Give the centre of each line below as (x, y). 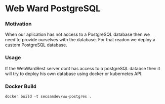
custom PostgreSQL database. (36, 45)
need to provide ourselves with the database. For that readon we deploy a (80, 40)
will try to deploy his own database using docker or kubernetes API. (74, 74)
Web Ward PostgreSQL (53, 9)
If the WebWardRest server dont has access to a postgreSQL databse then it (83, 68)
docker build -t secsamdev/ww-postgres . (48, 97)
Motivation (19, 24)
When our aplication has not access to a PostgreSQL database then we (78, 34)
